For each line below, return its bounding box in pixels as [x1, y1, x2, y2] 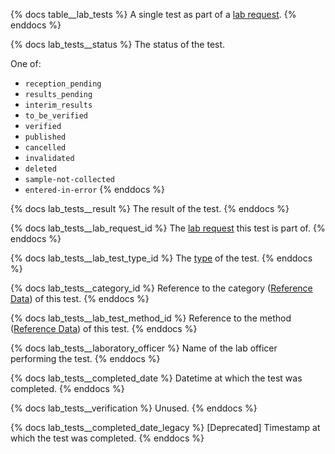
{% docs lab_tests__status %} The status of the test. [10, 39, 226, 50]
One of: [10, 58, 42, 69]
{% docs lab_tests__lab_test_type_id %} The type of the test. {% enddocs [10, 252, 313, 264]
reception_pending [24, 79, 102, 89]
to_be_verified [24, 111, 89, 121]
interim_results [24, 100, 93, 110]
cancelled [24, 143, 67, 153]
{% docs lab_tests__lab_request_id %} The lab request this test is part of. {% [10, 222, 326, 234]
